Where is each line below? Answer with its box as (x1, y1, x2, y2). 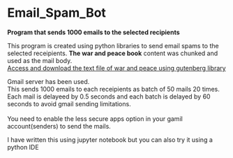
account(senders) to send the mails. (7, 122, 112, 130)
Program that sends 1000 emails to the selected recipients (7, 28, 180, 36)
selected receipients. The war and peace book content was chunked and (7, 49, 218, 57)
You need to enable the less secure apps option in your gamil (7, 114, 183, 123)
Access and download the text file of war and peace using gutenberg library (7, 64, 226, 72)
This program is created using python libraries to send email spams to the (7, 41, 219, 50)
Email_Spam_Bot (7, 5, 107, 21)
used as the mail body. (7, 56, 73, 64)
